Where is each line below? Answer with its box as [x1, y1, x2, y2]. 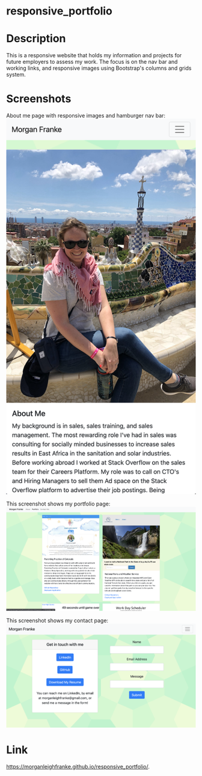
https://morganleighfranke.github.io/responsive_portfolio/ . [6, 763, 150, 770]
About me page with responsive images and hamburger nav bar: [6, 112, 166, 119]
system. [6, 71, 26, 78]
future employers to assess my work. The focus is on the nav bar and [6, 58, 178, 66]
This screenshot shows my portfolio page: [6, 500, 111, 507]
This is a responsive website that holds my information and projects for [6, 52, 182, 59]
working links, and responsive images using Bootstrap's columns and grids [6, 64, 192, 72]
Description [6, 32, 66, 46]
